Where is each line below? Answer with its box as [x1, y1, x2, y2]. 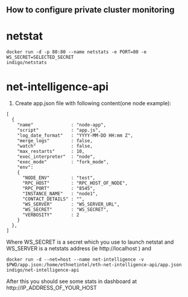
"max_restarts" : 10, [17, 148, 85, 155]
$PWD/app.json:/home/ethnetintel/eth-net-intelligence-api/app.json [6, 262, 182, 268]
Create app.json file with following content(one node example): [14, 100, 172, 107]
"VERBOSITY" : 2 [22, 212, 80, 218]
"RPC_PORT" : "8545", [22, 186, 96, 192]
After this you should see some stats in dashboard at [6, 278, 137, 285]
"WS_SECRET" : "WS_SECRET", [22, 207, 110, 213]
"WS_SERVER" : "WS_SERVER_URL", [22, 201, 120, 207]
